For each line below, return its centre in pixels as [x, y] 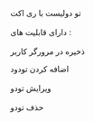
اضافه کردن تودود [40, 69]
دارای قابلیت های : [41, 32]
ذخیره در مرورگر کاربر [47, 52]
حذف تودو [27, 107]
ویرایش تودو [31, 88]
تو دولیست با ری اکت [46, 13]
